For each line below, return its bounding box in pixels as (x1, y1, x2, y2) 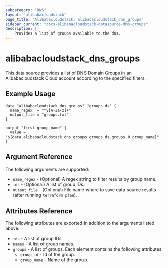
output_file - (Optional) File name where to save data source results (12, 186, 156, 193)
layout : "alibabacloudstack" (5, 12, 67, 17)
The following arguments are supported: (5, 166, 90, 172)
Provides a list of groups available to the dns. (14, 31, 121, 36)
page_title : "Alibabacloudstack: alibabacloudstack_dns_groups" (5, 17, 144, 22)
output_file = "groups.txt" (10, 112, 69, 117)
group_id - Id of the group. (20, 252, 75, 258)
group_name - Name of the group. (20, 257, 89, 263)
